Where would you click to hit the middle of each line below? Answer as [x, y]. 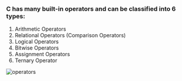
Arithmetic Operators [40, 29]
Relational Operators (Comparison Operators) [70, 35]
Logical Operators [37, 42]
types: [16, 16]
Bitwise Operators [37, 48]
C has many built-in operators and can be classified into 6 [91, 9]
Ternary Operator [36, 60]
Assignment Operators [42, 54]
